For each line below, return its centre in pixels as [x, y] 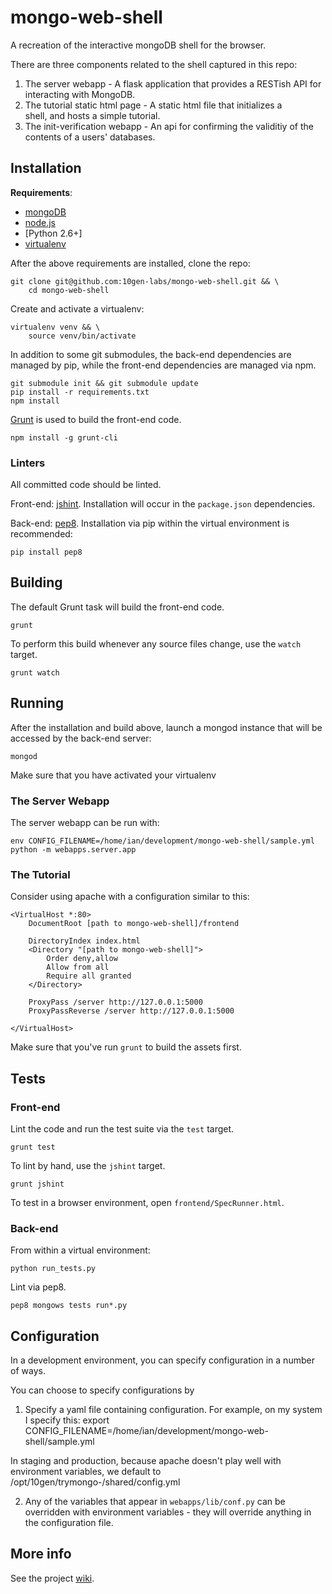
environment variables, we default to [86, 1472]
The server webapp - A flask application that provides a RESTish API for [173, 83]
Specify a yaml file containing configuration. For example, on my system [173, 1410]
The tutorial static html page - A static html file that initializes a [153, 105]
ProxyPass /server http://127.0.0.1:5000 [115, 1002]
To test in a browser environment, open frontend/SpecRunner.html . [147, 1202]
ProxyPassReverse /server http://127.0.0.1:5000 [131, 1011]
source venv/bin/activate [82, 336]
